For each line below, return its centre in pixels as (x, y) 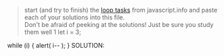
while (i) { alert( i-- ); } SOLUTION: (56, 45)
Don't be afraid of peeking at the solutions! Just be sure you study (119, 25)
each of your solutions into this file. (74, 17)
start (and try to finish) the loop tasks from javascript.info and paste (121, 10)
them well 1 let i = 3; (53, 32)
